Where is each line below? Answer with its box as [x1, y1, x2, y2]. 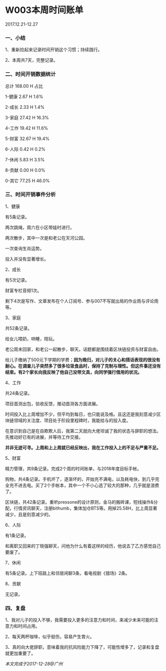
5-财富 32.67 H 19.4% [5, 136, 50, 142]
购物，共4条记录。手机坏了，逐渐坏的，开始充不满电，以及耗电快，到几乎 [5, 476, 156, 482]
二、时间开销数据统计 [5, 71, 56, 78]
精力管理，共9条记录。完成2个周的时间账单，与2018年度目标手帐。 [5, 466, 142, 472]
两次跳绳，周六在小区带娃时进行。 [5, 224, 75, 230]
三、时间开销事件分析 [5, 191, 56, 198]
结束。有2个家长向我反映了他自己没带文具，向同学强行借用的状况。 [5, 369, 142, 375]
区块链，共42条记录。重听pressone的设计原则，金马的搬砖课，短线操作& [5, 499, 154, 505]
